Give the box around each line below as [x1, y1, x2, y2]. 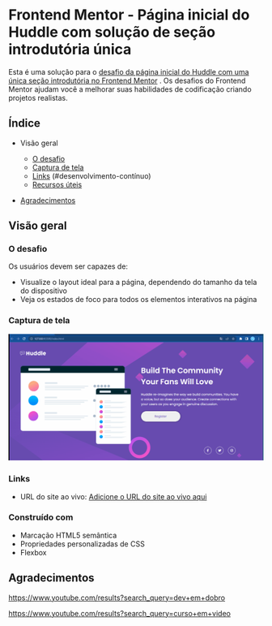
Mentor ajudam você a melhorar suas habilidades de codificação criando [8, 84, 253, 94]
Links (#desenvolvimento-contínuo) [32, 171, 151, 180]
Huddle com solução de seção [8, 23, 216, 41]
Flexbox [19, 547, 47, 557]
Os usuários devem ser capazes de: [8, 261, 128, 271]
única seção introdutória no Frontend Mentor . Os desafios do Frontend [8, 76, 246, 85]
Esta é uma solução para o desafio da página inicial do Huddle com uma [8, 67, 249, 76]
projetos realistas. [8, 93, 69, 102]
